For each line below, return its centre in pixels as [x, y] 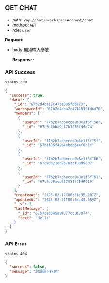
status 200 [16, 82]
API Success [20, 72]
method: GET [24, 25]
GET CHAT [21, 8]
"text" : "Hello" [34, 218]
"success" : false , [28, 267]
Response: [23, 59]
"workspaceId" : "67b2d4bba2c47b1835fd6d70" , [59, 109]
